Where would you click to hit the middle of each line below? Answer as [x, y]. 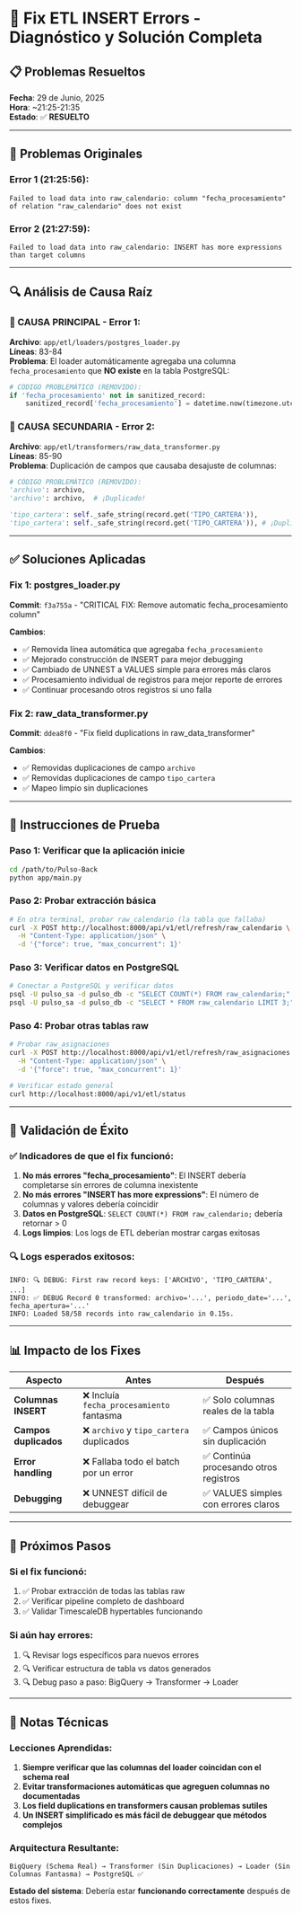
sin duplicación [235, 1441]
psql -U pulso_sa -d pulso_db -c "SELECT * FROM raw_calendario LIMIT [144, 1003]
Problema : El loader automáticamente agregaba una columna [123, 361]
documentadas [51, 1796]
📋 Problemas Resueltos [77, 71]
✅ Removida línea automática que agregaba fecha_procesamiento [142, 649]
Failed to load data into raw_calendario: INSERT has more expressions [146, 247]
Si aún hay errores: [52, 1635]
